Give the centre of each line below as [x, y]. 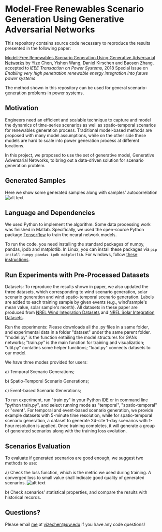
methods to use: [21, 463]
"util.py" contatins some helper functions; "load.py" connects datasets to [78, 348]
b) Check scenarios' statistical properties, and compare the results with [76, 492]
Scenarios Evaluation [38, 446]
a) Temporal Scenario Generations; [40, 372]
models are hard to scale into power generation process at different [72, 140]
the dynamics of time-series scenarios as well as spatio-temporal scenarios [81, 125]
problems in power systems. [56, 93]
